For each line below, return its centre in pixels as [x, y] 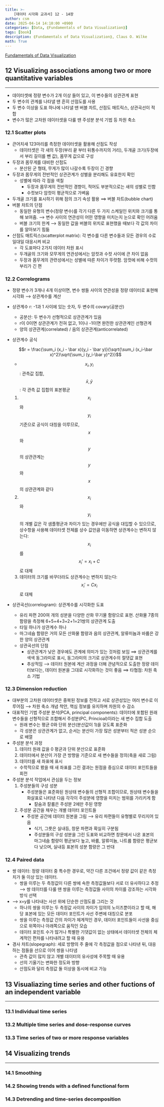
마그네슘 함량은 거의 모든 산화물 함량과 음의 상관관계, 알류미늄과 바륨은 [86, 633]
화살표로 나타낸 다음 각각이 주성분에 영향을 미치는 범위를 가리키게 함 [91, 798]
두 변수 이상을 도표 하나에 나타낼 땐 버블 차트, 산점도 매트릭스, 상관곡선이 [81, 107]
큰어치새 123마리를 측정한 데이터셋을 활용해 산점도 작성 [64, 144]
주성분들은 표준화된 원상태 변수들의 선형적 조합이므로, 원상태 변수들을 [92, 791]
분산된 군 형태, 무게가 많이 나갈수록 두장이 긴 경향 [66, 168]
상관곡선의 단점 [34, 645]
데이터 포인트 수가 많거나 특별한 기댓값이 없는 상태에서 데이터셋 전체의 [86, 932]
